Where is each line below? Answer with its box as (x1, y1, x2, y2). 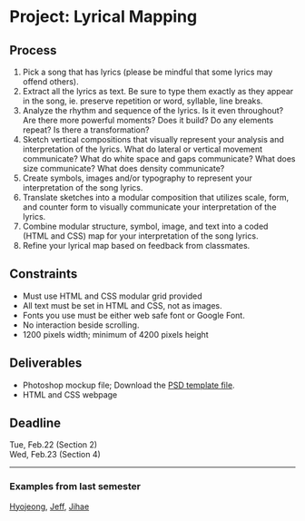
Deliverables (9, 356, 83, 371)
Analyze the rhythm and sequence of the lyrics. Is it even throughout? (22, 105, 284, 115)
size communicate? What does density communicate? (22, 163, 225, 173)
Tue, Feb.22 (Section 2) (9, 439, 98, 450)
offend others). (22, 76, 79, 87)
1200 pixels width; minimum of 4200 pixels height (22, 329, 209, 339)
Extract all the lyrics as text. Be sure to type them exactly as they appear (22, 86, 294, 96)
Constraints (9, 266, 78, 282)
